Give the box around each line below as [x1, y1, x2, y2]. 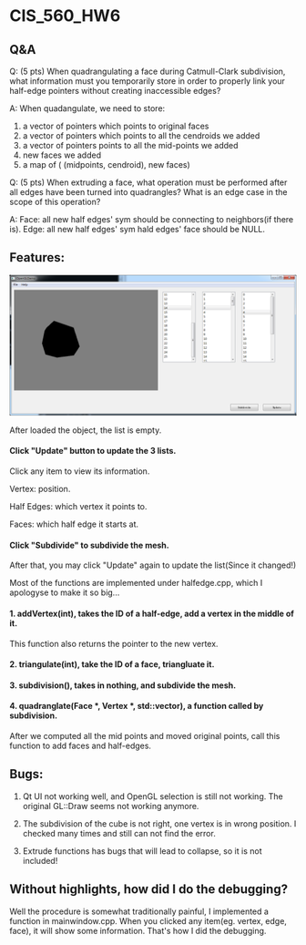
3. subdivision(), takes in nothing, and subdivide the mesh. [9, 680, 237, 691]
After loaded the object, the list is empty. [9, 425, 162, 436]
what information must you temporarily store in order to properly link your [9, 76, 285, 87]
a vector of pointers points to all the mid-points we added [22, 140, 239, 150]
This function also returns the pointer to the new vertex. [9, 638, 219, 649]
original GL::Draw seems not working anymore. [22, 800, 199, 811]
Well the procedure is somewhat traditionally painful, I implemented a [9, 906, 269, 917]
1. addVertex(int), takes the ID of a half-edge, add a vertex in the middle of [9, 608, 294, 619]
